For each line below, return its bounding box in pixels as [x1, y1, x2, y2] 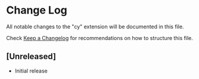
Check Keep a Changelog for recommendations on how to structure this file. [6, 34, 194, 41]
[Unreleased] [6, 51, 57, 62]
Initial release [14, 67, 48, 74]
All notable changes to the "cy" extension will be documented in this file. [6, 23, 184, 30]
